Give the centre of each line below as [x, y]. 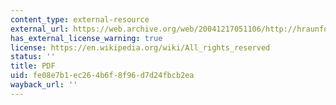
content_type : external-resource [80, 19]
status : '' [33, 57]
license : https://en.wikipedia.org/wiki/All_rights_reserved [140, 47]
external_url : [40, 29]
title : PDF [33, 66]
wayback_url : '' [44, 85]
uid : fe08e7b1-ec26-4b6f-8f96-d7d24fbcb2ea [102, 76]
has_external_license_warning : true [86, 38]
